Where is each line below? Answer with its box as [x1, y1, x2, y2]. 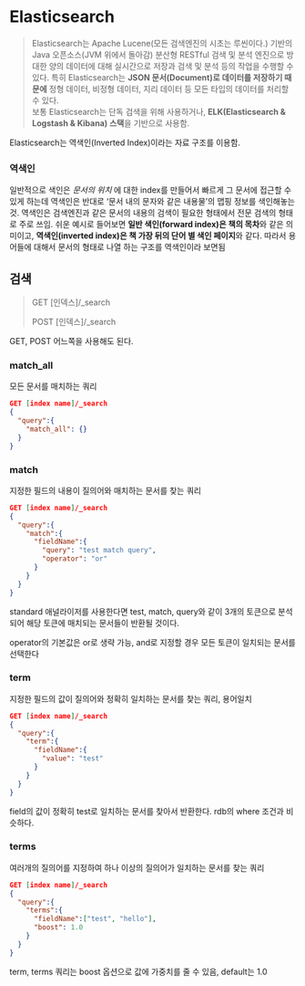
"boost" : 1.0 [33, 923, 84, 932]
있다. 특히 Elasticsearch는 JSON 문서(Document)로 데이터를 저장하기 [31, 71, 283, 83]
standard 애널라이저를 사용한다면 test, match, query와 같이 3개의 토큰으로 [9, 605, 276, 617]
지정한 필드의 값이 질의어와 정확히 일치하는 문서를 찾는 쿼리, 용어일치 [9, 693, 252, 704]
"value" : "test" [42, 754, 104, 763]
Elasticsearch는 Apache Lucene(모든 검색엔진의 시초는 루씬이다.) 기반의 [31, 37, 293, 48]
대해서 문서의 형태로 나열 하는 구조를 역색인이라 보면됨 [33, 242, 226, 253]
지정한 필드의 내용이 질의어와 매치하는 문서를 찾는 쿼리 [9, 485, 202, 496]
